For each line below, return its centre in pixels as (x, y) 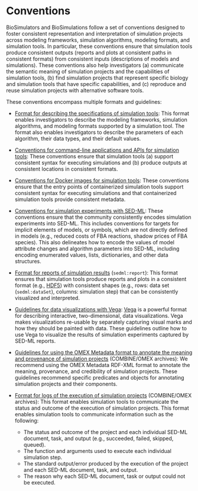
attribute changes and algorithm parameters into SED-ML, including (97, 248)
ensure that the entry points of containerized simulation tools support (99, 186)
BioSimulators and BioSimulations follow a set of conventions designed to (95, 27)
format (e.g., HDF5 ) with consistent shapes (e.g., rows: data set (92, 285)
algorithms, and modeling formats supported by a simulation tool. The (100, 126)
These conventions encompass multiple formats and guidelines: (84, 101)
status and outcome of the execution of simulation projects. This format (102, 408)
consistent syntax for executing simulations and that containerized (95, 193)
